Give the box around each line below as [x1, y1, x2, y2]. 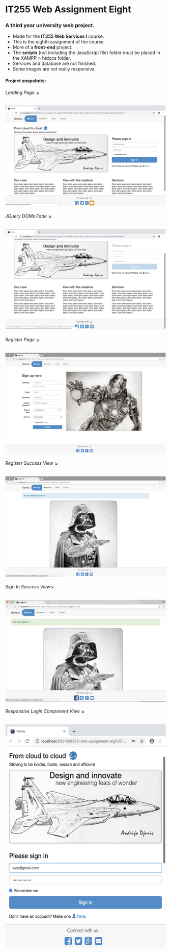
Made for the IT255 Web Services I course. [12, 33, 104, 39]
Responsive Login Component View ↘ [5, 708, 85, 715]
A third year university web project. [5, 22, 95, 29]
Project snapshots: [5, 78, 47, 84]
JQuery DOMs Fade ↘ [5, 213, 52, 219]
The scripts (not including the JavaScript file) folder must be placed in [12, 50, 160, 56]
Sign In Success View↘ [5, 584, 54, 590]
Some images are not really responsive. [12, 66, 96, 72]
